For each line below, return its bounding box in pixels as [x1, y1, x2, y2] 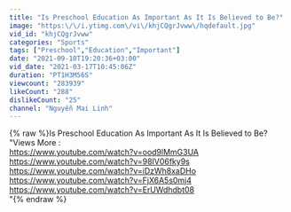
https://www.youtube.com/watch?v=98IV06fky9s [9, 156, 191, 167]
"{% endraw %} [9, 194, 67, 205]
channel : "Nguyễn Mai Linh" [9, 104, 114, 113]
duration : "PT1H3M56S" [9, 71, 93, 80]
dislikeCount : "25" [9, 95, 82, 105]
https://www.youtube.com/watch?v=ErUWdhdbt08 [9, 185, 195, 195]
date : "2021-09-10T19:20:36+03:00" [9, 54, 141, 63]
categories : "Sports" [9, 37, 90, 47]
